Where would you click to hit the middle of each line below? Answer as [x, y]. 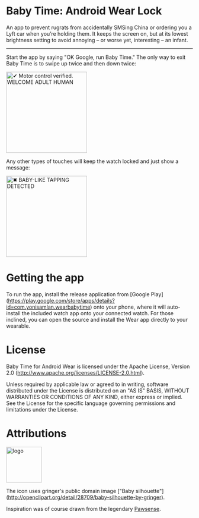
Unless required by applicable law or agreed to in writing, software [87, 384]
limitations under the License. [42, 409]
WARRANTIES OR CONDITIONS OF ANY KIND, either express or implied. [94, 397]
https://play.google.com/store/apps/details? [62, 300]
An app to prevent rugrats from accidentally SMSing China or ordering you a [99, 27]
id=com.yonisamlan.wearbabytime [48, 307]
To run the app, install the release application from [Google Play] [85, 294]
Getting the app [45, 278]
